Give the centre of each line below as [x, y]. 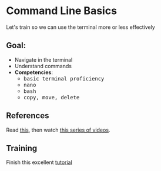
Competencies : [33, 72]
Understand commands [43, 66]
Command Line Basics [62, 11]
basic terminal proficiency [64, 78]
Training [22, 148]
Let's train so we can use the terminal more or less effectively [81, 27]
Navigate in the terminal [43, 59]
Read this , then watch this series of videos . [58, 130]
